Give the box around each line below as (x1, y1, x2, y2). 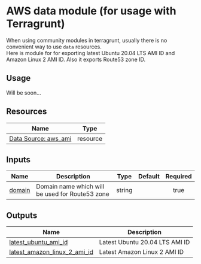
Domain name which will (35, 183, 105, 191)
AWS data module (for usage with (6, 4, 176, 18)
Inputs (6, 154, 31, 165)
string (116, 186, 133, 195)
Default (138, 172, 160, 181)
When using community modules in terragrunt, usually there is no (6, 37, 167, 44)
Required (165, 172, 192, 181)
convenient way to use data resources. (6, 43, 102, 50)
